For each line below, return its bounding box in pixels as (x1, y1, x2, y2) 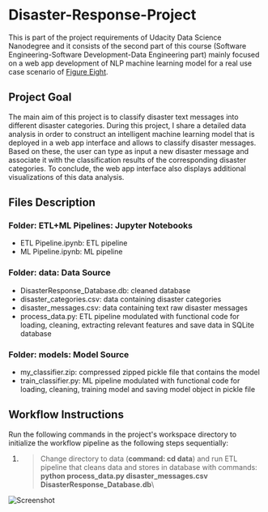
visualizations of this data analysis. (8, 172, 125, 181)
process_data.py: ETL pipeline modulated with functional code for (19, 311, 240, 321)
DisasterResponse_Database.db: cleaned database (19, 285, 191, 295)
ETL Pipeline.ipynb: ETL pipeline (19, 238, 128, 248)
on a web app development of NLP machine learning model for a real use (8, 58, 253, 68)
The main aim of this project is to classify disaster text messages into (8, 112, 239, 122)
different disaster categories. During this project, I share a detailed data (8, 120, 247, 130)
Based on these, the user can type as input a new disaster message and (8, 146, 249, 156)
